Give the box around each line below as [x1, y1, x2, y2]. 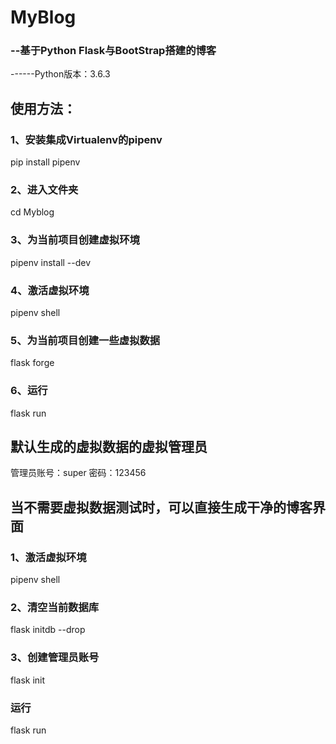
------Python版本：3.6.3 [10, 68, 111, 80]
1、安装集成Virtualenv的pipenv [10, 132, 163, 146]
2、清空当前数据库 [10, 601, 100, 615]
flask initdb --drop [10, 624, 86, 636]
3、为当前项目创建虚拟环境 [10, 233, 140, 247]
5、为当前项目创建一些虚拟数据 [10, 333, 161, 347]
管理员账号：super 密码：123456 [10, 467, 147, 479]
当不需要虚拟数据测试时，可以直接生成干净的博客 [10, 499, 313, 516]
